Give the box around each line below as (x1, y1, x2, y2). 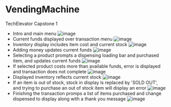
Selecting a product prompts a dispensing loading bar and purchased (12, 52, 159, 58)
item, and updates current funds (12, 57, 81, 63)
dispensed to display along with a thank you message (12, 96, 126, 102)
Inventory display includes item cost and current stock (12, 41, 127, 47)
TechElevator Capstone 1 (5, 20, 58, 27)
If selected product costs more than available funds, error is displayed (12, 63, 161, 69)
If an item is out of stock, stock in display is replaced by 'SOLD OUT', (12, 79, 158, 85)
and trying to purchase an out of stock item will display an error (12, 84, 147, 91)
